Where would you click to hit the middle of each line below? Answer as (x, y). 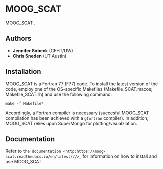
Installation (23, 71)
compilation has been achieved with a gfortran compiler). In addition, (77, 118)
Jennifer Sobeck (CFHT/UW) (43, 50)
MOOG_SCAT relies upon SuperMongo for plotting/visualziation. (71, 123)
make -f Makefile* (24, 103)
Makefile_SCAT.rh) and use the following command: (59, 94)
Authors (18, 38)
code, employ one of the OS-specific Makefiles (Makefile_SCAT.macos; (79, 89)
